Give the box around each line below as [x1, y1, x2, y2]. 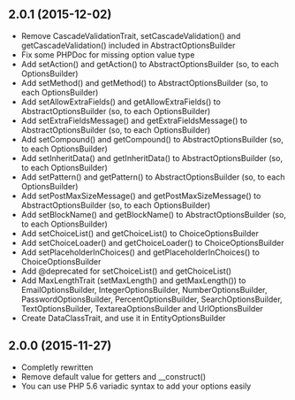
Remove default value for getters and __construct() [20, 371, 207, 381]
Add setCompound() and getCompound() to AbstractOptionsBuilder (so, [20, 134, 284, 144]
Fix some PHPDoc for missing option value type [20, 49, 195, 60]
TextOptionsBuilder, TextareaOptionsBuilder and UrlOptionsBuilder [20, 303, 264, 313]
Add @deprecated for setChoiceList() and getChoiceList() [20, 265, 231, 276]
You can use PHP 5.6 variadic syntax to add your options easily [20, 381, 252, 391]
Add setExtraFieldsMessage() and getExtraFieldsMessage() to [20, 115, 248, 126]
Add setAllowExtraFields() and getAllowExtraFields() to [20, 96, 222, 107]
